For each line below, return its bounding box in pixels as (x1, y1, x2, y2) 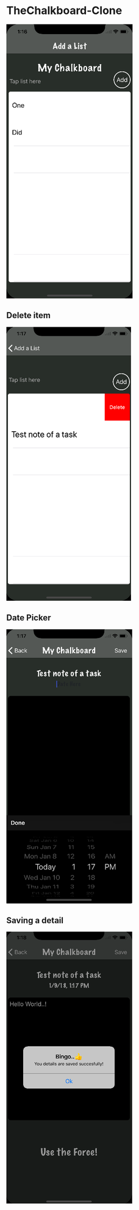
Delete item (6, 310, 51, 320)
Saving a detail (6, 915, 64, 925)
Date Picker (6, 613, 51, 623)
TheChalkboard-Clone (6, 4, 123, 18)
